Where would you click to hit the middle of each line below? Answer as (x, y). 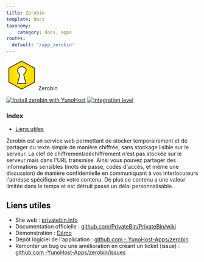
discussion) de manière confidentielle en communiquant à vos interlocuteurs (102, 173)
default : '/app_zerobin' (43, 45)
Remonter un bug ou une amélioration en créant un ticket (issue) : (97, 246)
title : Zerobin (26, 13)
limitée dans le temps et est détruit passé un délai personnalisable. (90, 186)
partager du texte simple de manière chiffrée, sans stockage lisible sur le (98, 147)
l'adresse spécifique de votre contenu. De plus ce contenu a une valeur (96, 180)
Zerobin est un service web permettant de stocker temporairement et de (97, 141)
